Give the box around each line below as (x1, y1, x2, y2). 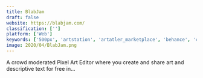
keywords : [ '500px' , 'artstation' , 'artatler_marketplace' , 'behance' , (6, 37, 190, 43)
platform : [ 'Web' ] (6, 31, 53, 37)
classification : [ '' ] (6, 25, 61, 32)
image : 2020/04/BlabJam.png (6, 43, 77, 49)
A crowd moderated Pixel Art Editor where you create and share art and (6, 58, 184, 66)
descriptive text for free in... (6, 65, 76, 72)
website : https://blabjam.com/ (6, 20, 85, 26)
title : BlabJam (6, 8, 45, 15)
